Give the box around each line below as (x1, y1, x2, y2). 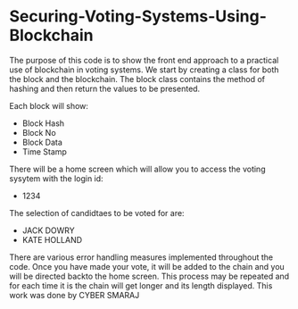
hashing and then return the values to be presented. (9, 83, 201, 94)
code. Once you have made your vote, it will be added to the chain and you (9, 261, 286, 271)
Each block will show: (9, 100, 89, 111)
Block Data (21, 137, 62, 147)
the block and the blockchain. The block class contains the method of (9, 73, 266, 84)
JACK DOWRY (21, 225, 76, 236)
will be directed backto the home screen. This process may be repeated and (9, 271, 290, 281)
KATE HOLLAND (21, 234, 83, 245)
